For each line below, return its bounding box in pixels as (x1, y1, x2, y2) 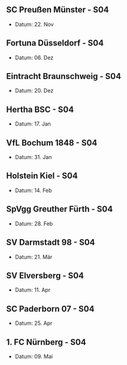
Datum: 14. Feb (14, 187, 52, 194)
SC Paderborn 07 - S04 (6, 303, 95, 314)
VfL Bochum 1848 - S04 (6, 138, 98, 148)
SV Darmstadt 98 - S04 (6, 238, 95, 248)
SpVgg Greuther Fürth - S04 (6, 204, 113, 214)
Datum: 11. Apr (14, 287, 51, 294)
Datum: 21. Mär (14, 253, 53, 260)
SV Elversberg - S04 (6, 270, 84, 281)
